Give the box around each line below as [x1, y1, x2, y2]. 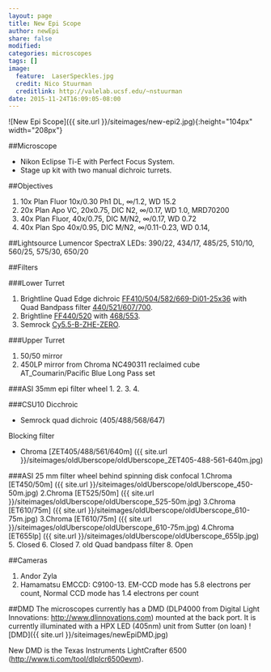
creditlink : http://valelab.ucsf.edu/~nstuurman [15, 87, 183, 96]
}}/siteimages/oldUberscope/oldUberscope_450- [89, 479, 253, 490]
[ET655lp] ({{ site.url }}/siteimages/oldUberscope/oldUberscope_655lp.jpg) [8, 531, 260, 541]
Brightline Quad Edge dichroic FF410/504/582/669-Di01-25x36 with [19, 294, 247, 304]
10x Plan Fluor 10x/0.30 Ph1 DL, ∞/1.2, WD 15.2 [19, 197, 176, 206]
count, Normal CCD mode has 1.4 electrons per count [19, 589, 199, 598]
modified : [8, 42, 42, 50]
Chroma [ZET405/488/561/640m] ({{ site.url [19, 447, 167, 457]
